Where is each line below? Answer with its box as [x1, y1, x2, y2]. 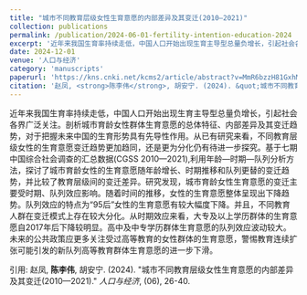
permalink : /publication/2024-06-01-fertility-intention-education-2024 [9, 30, 292, 39]
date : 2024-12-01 [9, 47, 76, 57]
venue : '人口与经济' [9, 56, 80, 65]
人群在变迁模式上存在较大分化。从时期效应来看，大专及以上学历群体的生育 [9, 210, 290, 221]
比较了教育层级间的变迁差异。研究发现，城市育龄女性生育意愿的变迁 [33, 175, 290, 187]
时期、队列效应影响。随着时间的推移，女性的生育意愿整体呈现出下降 [25, 187, 281, 198]
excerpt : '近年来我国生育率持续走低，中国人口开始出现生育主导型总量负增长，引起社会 [9, 38, 295, 48]
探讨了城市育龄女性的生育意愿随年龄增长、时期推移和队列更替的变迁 [25, 164, 281, 175]
